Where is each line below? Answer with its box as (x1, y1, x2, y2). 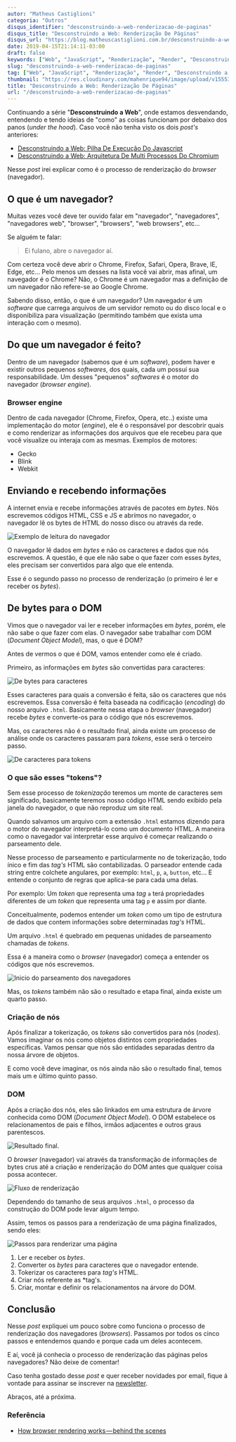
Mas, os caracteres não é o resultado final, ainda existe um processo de (7, 726, 216, 735)
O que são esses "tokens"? (7, 772, 103, 782)
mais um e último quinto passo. (7, 1072, 98, 1080)
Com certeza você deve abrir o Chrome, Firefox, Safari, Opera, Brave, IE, (7, 260, 218, 268)
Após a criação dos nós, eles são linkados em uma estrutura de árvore (7, 1105, 212, 1114)
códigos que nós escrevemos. (7, 959, 95, 968)
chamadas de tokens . (7, 938, 70, 947)
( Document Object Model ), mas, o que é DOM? (7, 636, 143, 644)
